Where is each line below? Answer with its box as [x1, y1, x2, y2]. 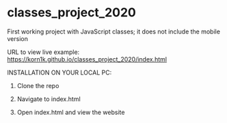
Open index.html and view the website [16, 108, 125, 116]
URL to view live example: [7, 48, 80, 56]
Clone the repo [16, 81, 59, 90]
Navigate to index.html [16, 94, 81, 103]
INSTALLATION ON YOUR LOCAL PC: [7, 68, 112, 77]
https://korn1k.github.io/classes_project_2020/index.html [7, 55, 168, 63]
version [7, 34, 29, 42]
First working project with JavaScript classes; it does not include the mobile [7, 27, 221, 36]
